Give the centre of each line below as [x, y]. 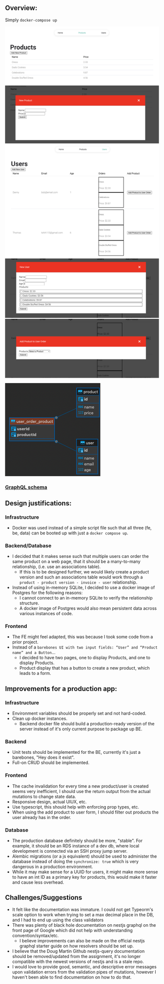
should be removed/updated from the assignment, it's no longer [76, 956]
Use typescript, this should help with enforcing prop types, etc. [76, 807]
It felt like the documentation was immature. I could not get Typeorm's [83, 909]
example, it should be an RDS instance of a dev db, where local [76, 846]
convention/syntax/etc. [35, 936]
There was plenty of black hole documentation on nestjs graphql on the [84, 925]
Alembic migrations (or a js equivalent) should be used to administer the [84, 856]
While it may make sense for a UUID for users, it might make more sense [85, 872]
